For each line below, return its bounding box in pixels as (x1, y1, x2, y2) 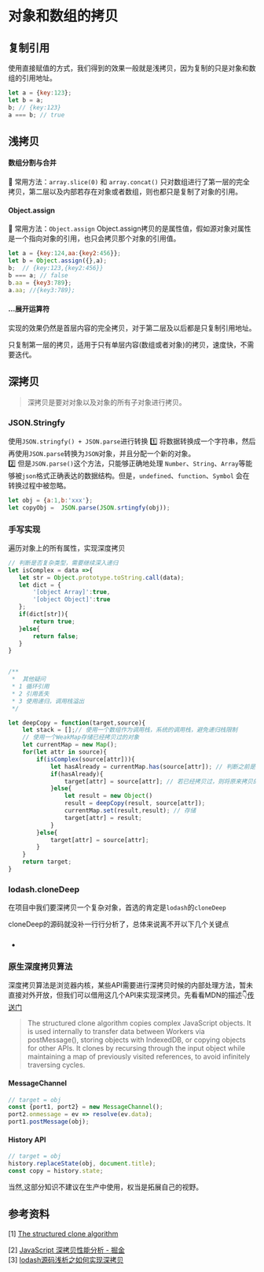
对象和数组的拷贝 (8, 7, 119, 25)
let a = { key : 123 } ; (8, 89, 72, 97)
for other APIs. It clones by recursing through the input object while (27, 1044, 246, 1053)
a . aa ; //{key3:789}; (8, 286, 76, 294)
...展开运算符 (8, 304, 50, 313)
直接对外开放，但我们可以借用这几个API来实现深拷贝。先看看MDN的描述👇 (8, 990, 247, 1000)
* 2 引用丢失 (11, 690, 49, 698)
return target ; (22, 858, 72, 866)
